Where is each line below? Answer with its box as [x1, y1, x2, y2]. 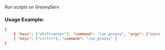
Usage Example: [4, 16, 45, 23]
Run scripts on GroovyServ [4, 4, 60, 10]
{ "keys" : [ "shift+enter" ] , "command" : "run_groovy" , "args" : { [13, 32, 148, 37]
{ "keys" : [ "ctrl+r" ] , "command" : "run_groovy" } [13, 36, 118, 41]
